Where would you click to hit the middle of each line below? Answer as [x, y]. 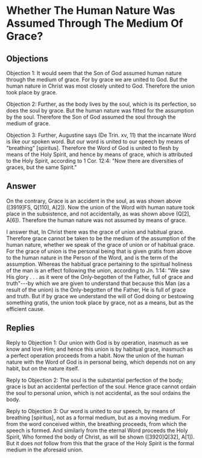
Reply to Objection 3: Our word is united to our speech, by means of [91, 411]
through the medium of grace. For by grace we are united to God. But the [97, 80]
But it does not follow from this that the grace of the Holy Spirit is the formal [100, 443]
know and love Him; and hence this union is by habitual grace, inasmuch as [99, 349]
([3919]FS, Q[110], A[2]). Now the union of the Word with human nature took [100, 207]
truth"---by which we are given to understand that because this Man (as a [98, 283]
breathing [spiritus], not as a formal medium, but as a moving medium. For [98, 417]
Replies [21, 328]
